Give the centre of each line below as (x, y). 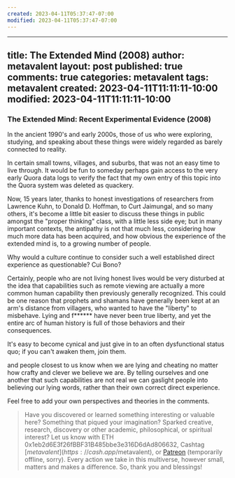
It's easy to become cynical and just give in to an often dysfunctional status (116, 344)
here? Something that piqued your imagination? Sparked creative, (119, 423)
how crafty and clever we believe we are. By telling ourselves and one (108, 373)
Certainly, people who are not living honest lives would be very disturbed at (116, 279)
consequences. (30, 331)
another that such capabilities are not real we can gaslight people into (108, 380)
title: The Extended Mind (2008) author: (96, 55)
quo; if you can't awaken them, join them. (67, 352)
